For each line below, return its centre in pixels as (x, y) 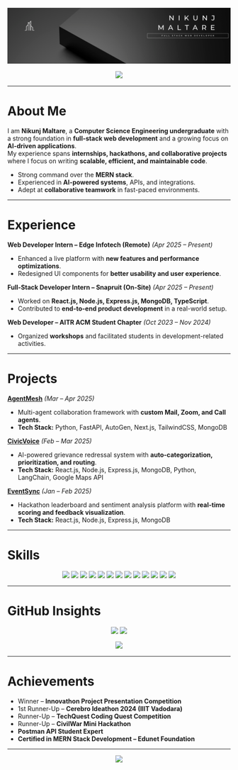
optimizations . (39, 266)
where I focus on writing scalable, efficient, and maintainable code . (107, 161)
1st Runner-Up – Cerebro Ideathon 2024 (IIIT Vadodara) (100, 708)
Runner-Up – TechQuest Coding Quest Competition (94, 716)
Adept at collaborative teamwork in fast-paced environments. (109, 189)
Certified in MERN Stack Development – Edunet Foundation (106, 739)
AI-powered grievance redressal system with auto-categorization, (115, 454)
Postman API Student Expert (61, 731)
